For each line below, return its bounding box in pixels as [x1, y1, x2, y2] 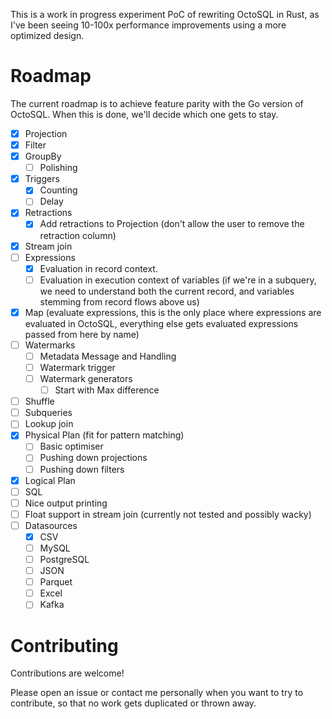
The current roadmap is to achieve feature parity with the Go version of [10, 97, 304, 109]
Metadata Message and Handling [39, 350, 177, 362]
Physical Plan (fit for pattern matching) [24, 429, 185, 441]
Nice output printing [24, 497, 108, 509]
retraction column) [39, 229, 117, 241]
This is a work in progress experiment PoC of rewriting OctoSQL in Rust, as [10, 9, 320, 20]
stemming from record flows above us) [39, 295, 200, 308]
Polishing [39, 162, 78, 174]
